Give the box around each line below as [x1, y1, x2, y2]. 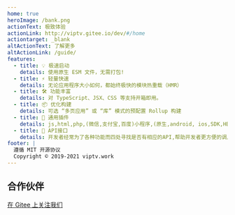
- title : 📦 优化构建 [13, 101, 72, 108]
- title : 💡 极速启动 [13, 62, 70, 69]
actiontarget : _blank [7, 36, 71, 43]
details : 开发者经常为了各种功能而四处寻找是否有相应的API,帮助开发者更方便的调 [20, 133, 227, 140]
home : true [7, 10, 39, 17]
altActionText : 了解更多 [7, 43, 76, 50]
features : [7, 56, 36, 63]
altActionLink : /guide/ [7, 50, 77, 57]
